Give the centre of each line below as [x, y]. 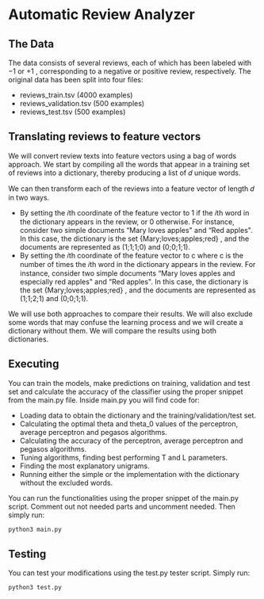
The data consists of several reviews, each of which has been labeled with [130, 63]
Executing [34, 364]
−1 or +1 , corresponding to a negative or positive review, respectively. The [130, 71]
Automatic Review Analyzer [102, 15]
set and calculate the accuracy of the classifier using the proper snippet [126, 391]
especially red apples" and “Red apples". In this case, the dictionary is [134, 281]
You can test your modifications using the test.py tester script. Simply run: [129, 573]
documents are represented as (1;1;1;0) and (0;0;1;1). [105, 246]
